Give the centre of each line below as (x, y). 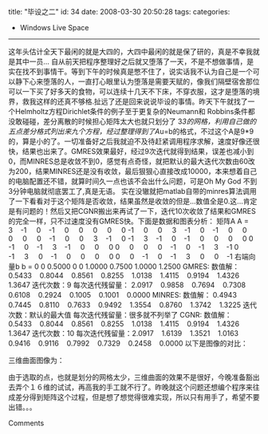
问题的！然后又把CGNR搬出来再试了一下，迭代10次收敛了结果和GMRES (139, 211)
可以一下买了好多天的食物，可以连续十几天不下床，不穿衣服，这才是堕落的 (130, 91)
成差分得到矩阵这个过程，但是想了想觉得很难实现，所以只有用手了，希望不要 (134, 397)
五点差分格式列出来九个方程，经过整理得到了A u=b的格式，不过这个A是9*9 (131, 131)
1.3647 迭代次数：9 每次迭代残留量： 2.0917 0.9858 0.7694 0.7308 (127, 285)
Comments (26, 423)
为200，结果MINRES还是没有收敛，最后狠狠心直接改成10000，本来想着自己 (133, 171)
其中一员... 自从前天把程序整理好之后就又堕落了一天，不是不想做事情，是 (134, 61)
